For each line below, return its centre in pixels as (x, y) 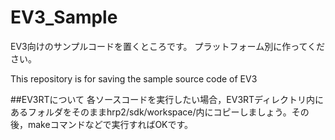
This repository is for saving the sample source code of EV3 (134, 78)
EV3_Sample (64, 17)
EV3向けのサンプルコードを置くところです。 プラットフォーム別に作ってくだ (168, 46)
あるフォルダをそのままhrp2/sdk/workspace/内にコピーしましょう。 (151, 112)
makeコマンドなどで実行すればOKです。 (110, 124)
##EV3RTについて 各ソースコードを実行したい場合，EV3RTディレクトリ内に (167, 99)
